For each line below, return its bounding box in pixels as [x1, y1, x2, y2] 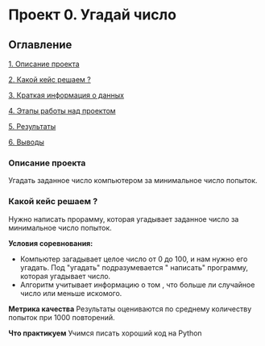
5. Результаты [8, 122, 56, 131]
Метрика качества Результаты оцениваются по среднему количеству [8, 304, 252, 314]
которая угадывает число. [19, 271, 111, 281]
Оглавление [8, 38, 72, 52]
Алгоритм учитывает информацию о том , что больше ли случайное [19, 280, 255, 290]
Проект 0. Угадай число [8, 6, 177, 24]
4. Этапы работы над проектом [8, 106, 116, 115]
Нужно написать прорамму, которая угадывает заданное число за [8, 214, 239, 223]
